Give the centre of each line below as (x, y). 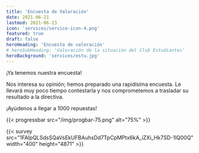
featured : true (25, 34)
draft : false (22, 39)
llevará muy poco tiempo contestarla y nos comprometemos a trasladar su (97, 90)
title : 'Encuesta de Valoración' (48, 12)
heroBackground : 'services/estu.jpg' (53, 56)
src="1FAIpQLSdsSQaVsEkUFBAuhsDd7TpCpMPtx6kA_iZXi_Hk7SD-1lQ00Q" (100, 138)
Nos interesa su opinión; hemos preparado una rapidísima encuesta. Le (94, 84)
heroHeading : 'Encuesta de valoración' (56, 45)
